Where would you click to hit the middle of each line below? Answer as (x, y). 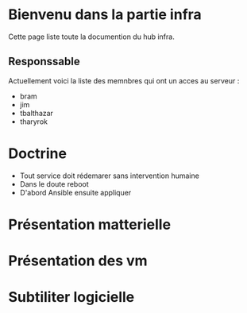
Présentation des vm (78, 261)
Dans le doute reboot (54, 184)
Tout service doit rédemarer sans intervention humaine (110, 176)
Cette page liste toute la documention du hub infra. (91, 37)
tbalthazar (37, 113)
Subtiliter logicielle (71, 298)
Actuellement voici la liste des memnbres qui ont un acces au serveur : (124, 80)
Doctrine (38, 153)
